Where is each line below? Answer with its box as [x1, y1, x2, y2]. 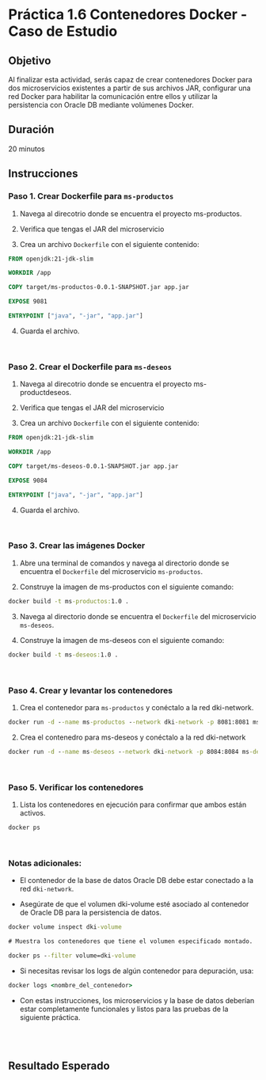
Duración [8, 123, 55, 136]
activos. [19, 808, 46, 817]
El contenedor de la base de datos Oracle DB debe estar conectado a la [19, 876, 254, 885]
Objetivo [8, 54, 51, 67]
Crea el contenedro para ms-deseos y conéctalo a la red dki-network [19, 732, 246, 742]
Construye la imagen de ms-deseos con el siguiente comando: [19, 635, 225, 645]
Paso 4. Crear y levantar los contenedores [8, 685, 173, 696]
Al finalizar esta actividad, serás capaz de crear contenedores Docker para [8, 75, 253, 84]
